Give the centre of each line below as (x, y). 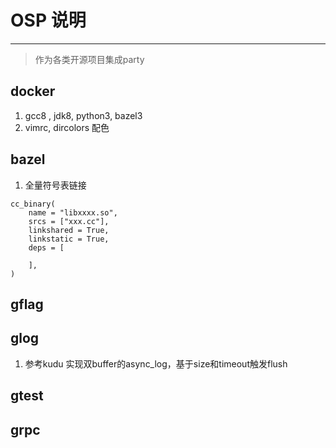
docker (33, 91)
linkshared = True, (69, 230)
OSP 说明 (48, 20)
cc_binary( (33, 204)
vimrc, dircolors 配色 (67, 127)
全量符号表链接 (55, 185)
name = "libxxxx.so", (73, 212)
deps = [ (46, 247)
